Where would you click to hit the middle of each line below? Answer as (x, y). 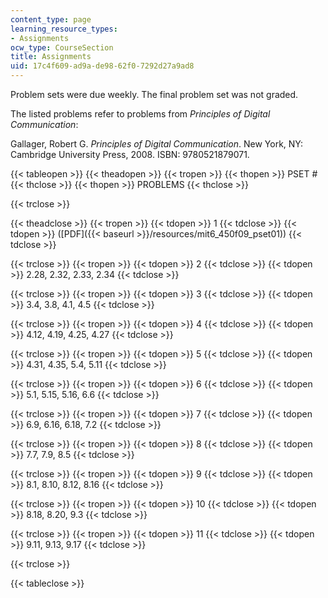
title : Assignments (51, 57)
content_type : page (51, 19)
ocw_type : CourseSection (62, 47)
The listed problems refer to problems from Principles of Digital (140, 114)
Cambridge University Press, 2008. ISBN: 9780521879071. (130, 154)
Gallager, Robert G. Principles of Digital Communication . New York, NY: (156, 144)
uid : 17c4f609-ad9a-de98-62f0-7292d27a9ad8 (102, 66)
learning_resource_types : (64, 29)
